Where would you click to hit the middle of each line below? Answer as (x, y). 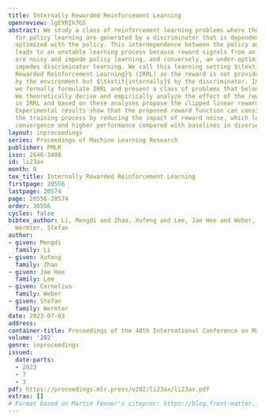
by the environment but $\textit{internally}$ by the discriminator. (132, 81)
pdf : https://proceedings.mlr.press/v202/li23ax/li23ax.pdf (109, 389)
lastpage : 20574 (35, 191)
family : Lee (35, 279)
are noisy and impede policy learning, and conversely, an (114, 60)
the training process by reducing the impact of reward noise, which (132, 118)
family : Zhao (37, 265)
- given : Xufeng (35, 257)
